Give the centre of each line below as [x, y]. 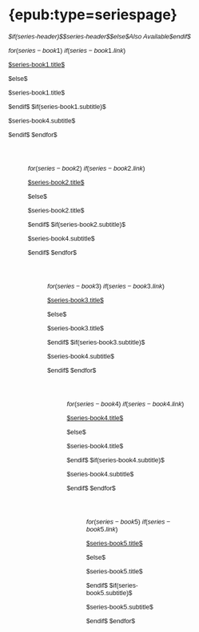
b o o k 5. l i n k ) [102, 529]
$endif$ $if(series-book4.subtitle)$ [116, 460]
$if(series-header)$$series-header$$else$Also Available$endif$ [99, 36]
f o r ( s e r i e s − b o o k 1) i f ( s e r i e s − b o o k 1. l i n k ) [67, 50]
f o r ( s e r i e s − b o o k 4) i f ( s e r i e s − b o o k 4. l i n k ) [125, 404]
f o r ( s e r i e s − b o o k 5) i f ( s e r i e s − [129, 522]
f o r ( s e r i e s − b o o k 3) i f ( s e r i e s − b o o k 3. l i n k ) [106, 286]
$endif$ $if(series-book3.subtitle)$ [96, 342]
